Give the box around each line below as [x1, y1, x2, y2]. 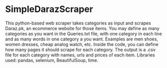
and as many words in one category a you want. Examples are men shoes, [5, 36, 158, 42]
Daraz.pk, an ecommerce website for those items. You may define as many [5, 25, 160, 31]
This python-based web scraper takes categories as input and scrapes [5, 20, 151, 26]
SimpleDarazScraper [5, 3, 93, 15]
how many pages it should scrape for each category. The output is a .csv [5, 46, 156, 52]
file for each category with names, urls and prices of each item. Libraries [5, 51, 155, 58]
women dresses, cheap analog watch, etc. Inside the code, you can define [5, 41, 158, 47]
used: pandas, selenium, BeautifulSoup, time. [5, 57, 98, 63]
